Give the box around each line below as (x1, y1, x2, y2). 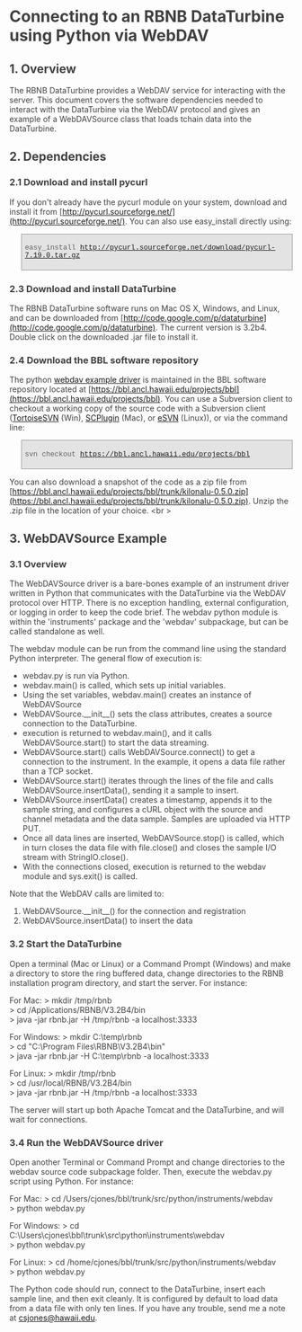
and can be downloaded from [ (9, 313, 124, 324)
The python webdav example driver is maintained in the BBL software (9, 375, 267, 386)
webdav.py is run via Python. (22, 670, 130, 681)
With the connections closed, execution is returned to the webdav (22, 861, 267, 873)
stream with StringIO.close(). (22, 852, 129, 863)
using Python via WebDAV (9, 25, 209, 46)
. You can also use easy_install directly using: (124, 216, 292, 226)
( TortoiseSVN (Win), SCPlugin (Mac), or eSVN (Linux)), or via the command (9, 413, 289, 423)
